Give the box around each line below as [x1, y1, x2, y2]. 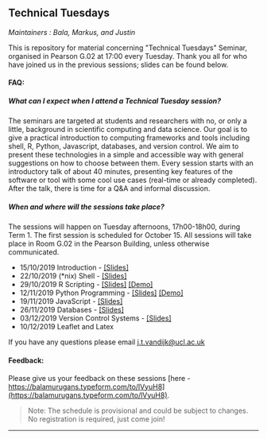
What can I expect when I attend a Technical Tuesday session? [8, 96, 222, 106]
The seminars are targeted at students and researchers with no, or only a [8, 116, 248, 126]
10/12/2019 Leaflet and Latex [19, 322, 114, 332]
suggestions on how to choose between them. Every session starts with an [8, 158, 254, 168]
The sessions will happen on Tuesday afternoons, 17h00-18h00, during [8, 222, 241, 231]
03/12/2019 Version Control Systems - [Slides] [19, 313, 172, 323]
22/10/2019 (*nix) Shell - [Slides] [19, 271, 127, 281]
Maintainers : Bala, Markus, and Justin [8, 27, 136, 37]
